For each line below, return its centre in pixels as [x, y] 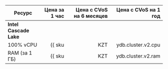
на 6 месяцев [91, 16]
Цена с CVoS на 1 [138, 10]
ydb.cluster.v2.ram [138, 56]
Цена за [54, 10]
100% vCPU [22, 45]
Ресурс [23, 13]
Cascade [18, 31]
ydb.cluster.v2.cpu [138, 45]
